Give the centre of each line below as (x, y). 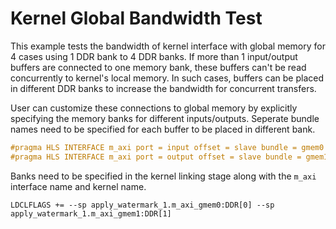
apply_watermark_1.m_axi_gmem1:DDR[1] (91, 213)
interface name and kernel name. (78, 186)
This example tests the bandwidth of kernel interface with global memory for (168, 46)
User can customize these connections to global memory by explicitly (154, 108)
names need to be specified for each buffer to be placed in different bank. (163, 129)
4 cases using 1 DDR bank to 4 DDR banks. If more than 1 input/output (154, 56)
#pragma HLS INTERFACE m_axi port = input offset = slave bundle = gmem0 (167, 147)
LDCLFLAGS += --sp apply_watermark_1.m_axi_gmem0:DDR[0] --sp (142, 205)
